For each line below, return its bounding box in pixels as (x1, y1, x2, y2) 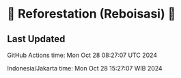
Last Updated (7, 33, 66, 45)
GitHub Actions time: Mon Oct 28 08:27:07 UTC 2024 (7, 51, 158, 59)
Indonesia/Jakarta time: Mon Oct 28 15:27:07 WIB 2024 (7, 64, 163, 72)
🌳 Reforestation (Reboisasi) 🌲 (7, 6, 176, 22)
